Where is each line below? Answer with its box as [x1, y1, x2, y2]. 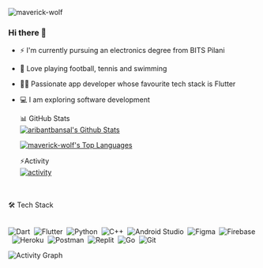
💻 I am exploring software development [19, 95, 150, 104]
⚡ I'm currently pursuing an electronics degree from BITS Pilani [19, 46, 225, 55]
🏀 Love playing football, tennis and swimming [19, 64, 167, 74]
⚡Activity [19, 157, 50, 166]
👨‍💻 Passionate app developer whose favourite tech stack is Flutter [19, 79, 236, 89]
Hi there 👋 [8, 27, 47, 38]
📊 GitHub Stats [19, 114, 70, 123]
